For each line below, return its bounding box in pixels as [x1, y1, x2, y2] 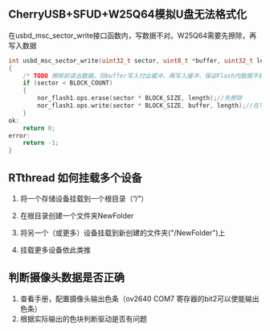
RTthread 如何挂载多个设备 [8, 171, 142, 184]
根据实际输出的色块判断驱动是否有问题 [19, 313, 147, 324]
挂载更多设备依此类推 [19, 245, 91, 254]
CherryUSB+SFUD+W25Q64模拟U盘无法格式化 [8, 7, 247, 22]
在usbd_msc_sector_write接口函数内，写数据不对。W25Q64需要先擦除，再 [8, 31, 257, 40]
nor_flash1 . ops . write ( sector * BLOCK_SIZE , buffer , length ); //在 [37, 101, 260, 110]
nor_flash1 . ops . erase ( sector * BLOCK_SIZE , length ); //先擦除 [37, 94, 243, 102]
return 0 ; [22, 124, 56, 132]
